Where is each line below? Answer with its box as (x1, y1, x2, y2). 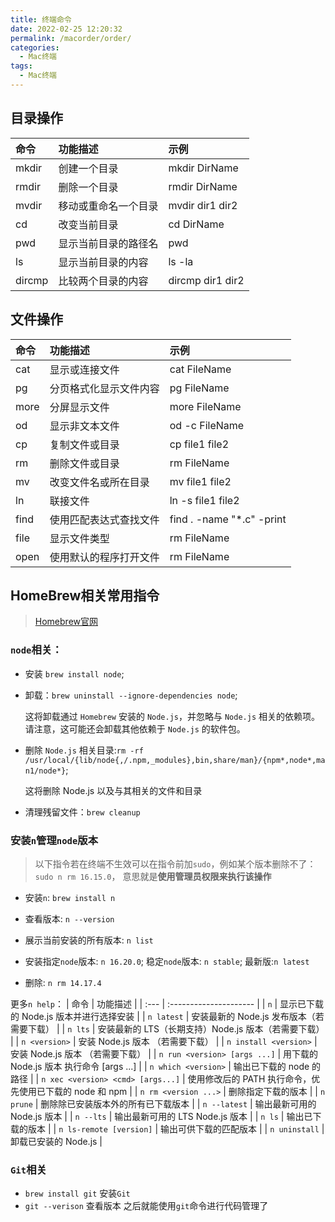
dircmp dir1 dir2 (168, 273, 245, 287)
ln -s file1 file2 (169, 493, 240, 507)
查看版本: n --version (24, 912, 115, 925)
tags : (10, 61, 33, 71)
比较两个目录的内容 (58, 274, 149, 288)
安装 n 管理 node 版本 (10, 833, 99, 847)
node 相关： (10, 643, 63, 657)
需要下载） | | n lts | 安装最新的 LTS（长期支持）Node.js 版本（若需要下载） (10, 1022, 325, 1035)
